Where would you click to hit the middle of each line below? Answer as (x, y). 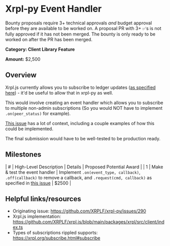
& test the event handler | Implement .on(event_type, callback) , (73, 172)
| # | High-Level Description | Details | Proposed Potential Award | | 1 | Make (84, 167)
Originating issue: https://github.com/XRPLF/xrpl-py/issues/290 (79, 211)
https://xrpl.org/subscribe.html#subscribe (56, 238)
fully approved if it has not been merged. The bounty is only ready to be (80, 34)
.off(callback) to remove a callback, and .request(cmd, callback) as (79, 177)
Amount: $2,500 (23, 59)
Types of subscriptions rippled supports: (55, 233)
